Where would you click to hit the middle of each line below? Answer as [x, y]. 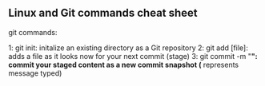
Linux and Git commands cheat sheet [103, 13]
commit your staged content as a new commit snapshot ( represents [123, 64]
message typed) [35, 73]
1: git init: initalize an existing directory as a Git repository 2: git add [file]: [128, 48]
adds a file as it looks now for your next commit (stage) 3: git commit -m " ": [133, 56]
